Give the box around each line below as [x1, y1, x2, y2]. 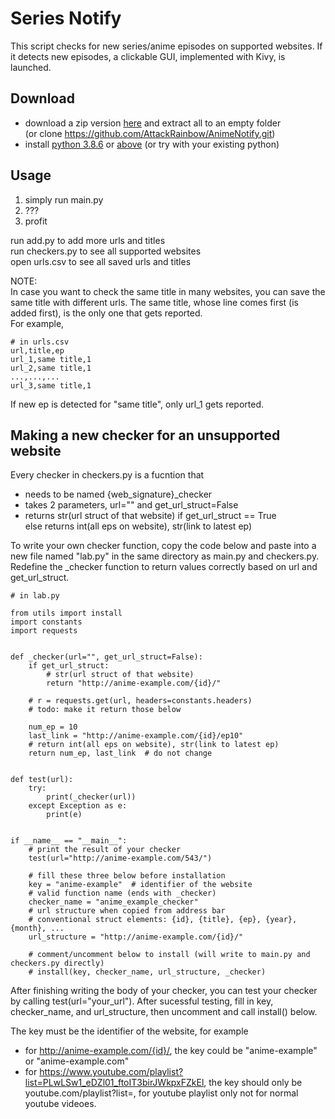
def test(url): [10, 775, 74, 785]
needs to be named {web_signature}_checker [24, 488, 213, 501]
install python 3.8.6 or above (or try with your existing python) [24, 138, 280, 150]
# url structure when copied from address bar [28, 906, 226, 916]
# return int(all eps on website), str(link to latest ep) [28, 740, 280, 750]
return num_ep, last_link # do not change [28, 748, 213, 759]
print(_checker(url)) [46, 792, 137, 802]
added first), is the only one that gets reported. [10, 307, 203, 319]
